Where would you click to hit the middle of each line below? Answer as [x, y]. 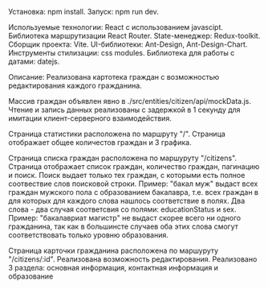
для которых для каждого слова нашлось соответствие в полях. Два [127, 201]
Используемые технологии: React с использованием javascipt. [116, 27]
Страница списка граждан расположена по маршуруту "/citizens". [123, 158]
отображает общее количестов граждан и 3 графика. [100, 142]
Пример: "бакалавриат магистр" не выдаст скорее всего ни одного [125, 218]
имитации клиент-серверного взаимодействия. [90, 118]
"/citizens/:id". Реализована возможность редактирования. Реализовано [133, 259]
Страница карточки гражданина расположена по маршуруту [114, 250]
